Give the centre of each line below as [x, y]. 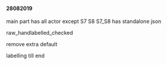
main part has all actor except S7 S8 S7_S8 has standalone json [84, 21]
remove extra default [32, 44]
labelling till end [25, 56]
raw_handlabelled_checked [40, 33]
